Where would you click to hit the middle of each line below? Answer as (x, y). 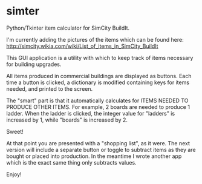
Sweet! (15, 131)
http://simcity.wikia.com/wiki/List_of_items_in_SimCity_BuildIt (82, 46)
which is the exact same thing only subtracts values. (72, 162)
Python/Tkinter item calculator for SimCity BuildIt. (68, 28)
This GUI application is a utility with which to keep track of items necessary (100, 57)
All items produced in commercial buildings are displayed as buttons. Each (99, 76)
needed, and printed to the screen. (50, 88)
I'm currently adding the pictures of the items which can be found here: (95, 39)
